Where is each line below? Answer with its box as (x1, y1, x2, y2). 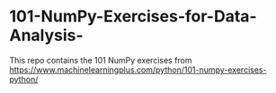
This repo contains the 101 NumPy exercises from (9, 55, 192, 65)
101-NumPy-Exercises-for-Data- (9, 6, 258, 27)
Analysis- (9, 25, 84, 46)
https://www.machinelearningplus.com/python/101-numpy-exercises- (9, 64, 267, 75)
